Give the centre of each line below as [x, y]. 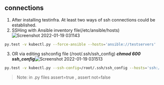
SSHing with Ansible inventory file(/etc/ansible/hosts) [66, 30]
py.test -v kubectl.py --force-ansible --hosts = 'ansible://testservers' [80, 44]
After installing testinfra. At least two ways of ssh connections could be [83, 20]
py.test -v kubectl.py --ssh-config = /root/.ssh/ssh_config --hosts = [76, 68]
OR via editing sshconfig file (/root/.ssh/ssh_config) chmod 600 [76, 54]
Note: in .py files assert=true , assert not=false [63, 77]
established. [24, 25]
